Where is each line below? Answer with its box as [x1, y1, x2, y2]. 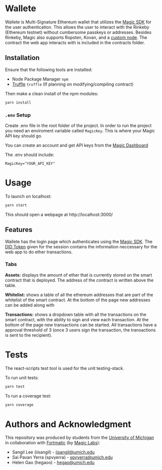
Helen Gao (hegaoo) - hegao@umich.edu [12, 460, 95, 466]
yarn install [5, 100, 32, 105]
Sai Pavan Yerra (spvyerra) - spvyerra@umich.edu [12, 454, 113, 460]
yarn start [5, 203, 27, 208]
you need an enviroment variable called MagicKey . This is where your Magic [5, 127, 155, 134]
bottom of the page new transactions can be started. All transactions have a [5, 322, 157, 328]
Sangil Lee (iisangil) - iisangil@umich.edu [12, 449, 95, 455]
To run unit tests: [5, 375, 39, 381]
